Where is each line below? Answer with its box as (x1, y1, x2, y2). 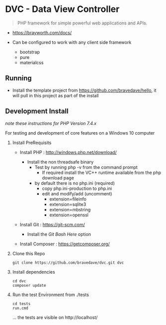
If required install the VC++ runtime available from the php (42, 169, 162, 175)
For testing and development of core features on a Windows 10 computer (5, 130, 155, 136)
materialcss (19, 59, 44, 65)
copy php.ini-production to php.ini (42, 185, 112, 191)
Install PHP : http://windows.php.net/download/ (19, 149, 117, 155)
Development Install (5, 107, 69, 116)
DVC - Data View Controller (5, 3, 120, 15)
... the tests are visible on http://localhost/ (12, 314, 98, 320)
